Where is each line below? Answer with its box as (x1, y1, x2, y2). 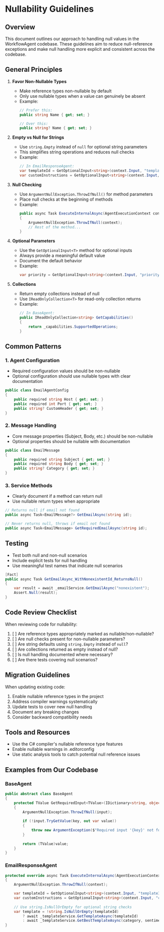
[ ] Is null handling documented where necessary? (12, 651, 113, 657)
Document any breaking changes (12, 709, 79, 715)
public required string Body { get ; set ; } (14, 462, 104, 466)
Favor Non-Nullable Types (12, 78, 67, 84)
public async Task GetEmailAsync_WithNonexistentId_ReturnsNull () (5, 576, 143, 582)
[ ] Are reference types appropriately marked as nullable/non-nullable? (12, 631, 154, 636)
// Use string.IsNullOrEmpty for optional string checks (14, 905, 132, 910)
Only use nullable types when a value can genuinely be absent (19, 93, 145, 99)
